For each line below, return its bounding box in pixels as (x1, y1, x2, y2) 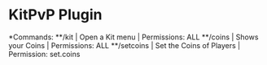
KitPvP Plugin (8, 6, 103, 24)
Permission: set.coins (8, 49, 81, 59)
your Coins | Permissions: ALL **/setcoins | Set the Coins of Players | (8, 40, 241, 50)
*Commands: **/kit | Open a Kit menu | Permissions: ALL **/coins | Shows (8, 32, 259, 42)
